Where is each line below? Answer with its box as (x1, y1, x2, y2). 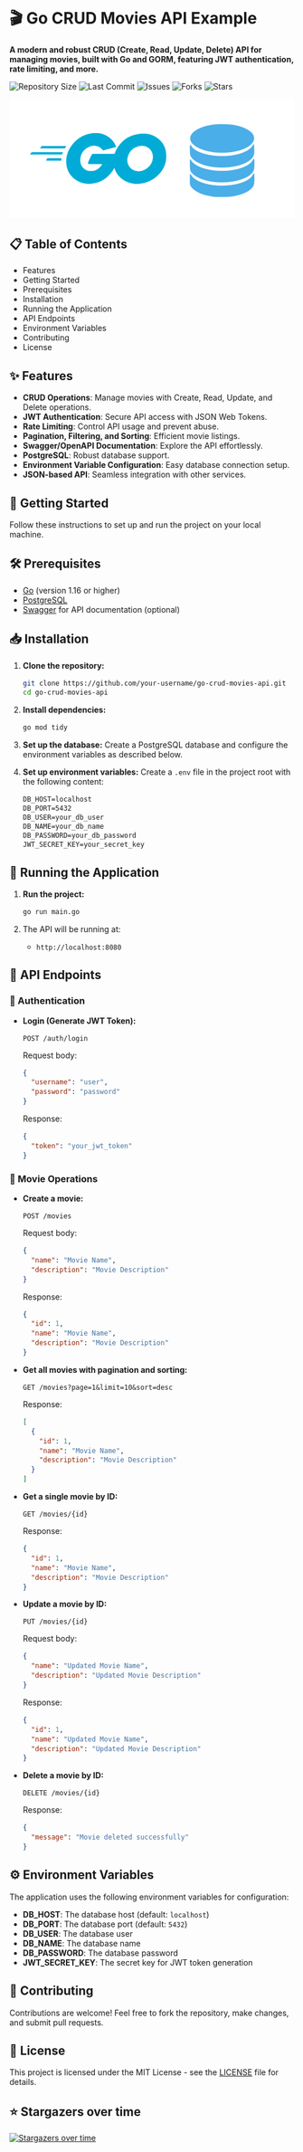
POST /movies (22, 1212, 72, 1221)
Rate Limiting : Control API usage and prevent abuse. (22, 421, 220, 432)
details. (9, 2077, 37, 2088)
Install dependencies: (22, 704, 107, 716)
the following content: (22, 776, 104, 787)
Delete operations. (22, 402, 92, 413)
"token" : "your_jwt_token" (31, 1141, 133, 1150)
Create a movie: (22, 1193, 84, 1204)
